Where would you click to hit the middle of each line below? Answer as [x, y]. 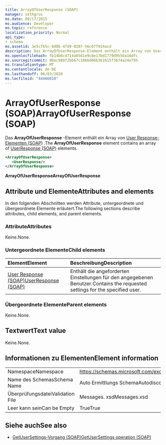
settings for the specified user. [105, 289]
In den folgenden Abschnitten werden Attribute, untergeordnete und [74, 203]
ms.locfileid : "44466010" [32, 79]
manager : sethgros [24, 14]
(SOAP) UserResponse [33, 281]
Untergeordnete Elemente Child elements [55, 250]
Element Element [27, 263]
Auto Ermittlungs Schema [109, 382]
